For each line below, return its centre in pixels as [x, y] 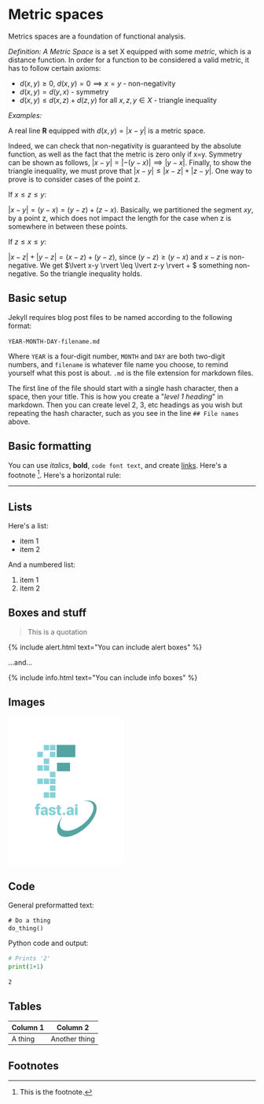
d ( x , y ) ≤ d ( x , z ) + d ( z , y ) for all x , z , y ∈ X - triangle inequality [118, 100]
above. [19, 421]
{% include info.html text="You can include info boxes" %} [103, 677]
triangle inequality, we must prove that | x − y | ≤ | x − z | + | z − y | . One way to [130, 171]
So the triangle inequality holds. [91, 274]
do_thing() [26, 929]
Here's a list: [28, 526]
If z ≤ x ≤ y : [27, 241]
